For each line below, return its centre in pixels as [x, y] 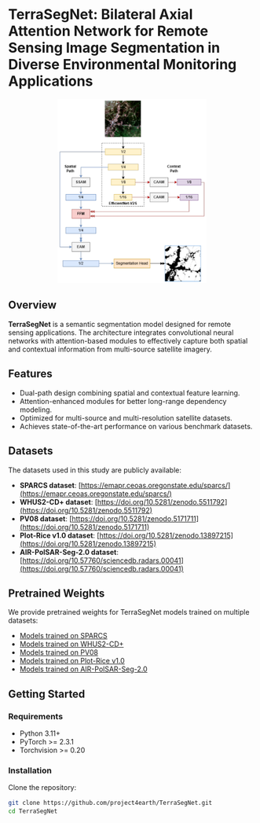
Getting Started [47, 694]
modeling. [36, 410]
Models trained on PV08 [59, 652]
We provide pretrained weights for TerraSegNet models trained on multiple [129, 612]
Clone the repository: [42, 788]
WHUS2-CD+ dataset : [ [59, 502]
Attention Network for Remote [108, 31]
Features [30, 374]
